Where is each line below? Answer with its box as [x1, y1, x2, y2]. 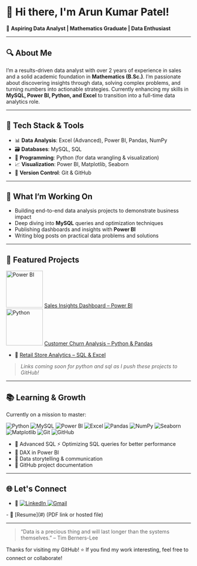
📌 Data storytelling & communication [14, 455, 103, 462]
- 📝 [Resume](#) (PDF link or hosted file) [6, 511, 104, 518]
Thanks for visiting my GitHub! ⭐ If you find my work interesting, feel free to [6, 546, 189, 553]
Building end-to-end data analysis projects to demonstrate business [14, 207, 179, 214]
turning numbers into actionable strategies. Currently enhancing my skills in [6, 85, 189, 92]
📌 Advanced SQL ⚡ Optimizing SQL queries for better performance [14, 441, 176, 447]
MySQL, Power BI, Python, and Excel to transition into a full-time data [6, 91, 175, 99]
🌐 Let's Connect [6, 484, 67, 494]
